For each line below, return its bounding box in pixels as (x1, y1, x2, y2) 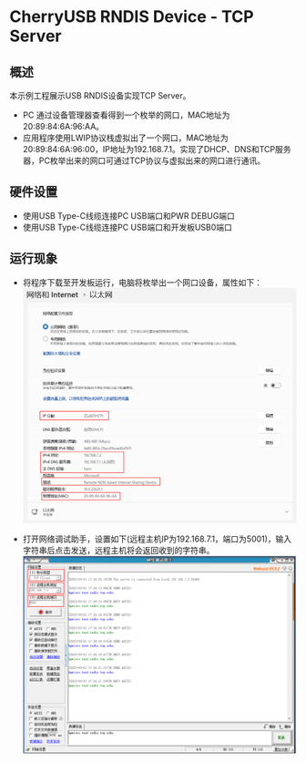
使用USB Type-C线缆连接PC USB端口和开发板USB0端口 (22, 222, 232, 232)
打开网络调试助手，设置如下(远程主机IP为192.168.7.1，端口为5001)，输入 (22, 533, 292, 544)
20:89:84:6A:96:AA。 (22, 121, 105, 131)
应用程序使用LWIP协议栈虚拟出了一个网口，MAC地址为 (22, 132, 229, 143)
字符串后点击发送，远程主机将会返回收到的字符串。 (22, 544, 215, 555)
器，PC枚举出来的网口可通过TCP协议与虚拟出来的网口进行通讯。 (22, 155, 266, 166)
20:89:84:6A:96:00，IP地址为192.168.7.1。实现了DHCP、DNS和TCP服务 (22, 144, 291, 154)
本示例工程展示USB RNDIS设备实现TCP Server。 (9, 90, 191, 101)
